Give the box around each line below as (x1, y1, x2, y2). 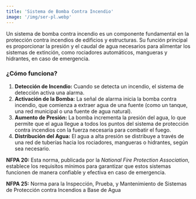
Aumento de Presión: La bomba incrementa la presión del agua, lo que (14, 114, 186, 121)
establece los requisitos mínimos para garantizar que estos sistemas (6, 162, 171, 170)
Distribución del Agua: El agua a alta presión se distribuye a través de (14, 132, 184, 139)
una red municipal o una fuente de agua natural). (14, 108, 133, 115)
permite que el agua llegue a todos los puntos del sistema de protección (14, 120, 189, 127)
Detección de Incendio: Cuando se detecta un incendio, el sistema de (14, 83, 184, 90)
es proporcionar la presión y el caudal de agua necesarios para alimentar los (6, 42, 191, 50)
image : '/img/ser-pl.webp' (6, 14, 72, 20)
